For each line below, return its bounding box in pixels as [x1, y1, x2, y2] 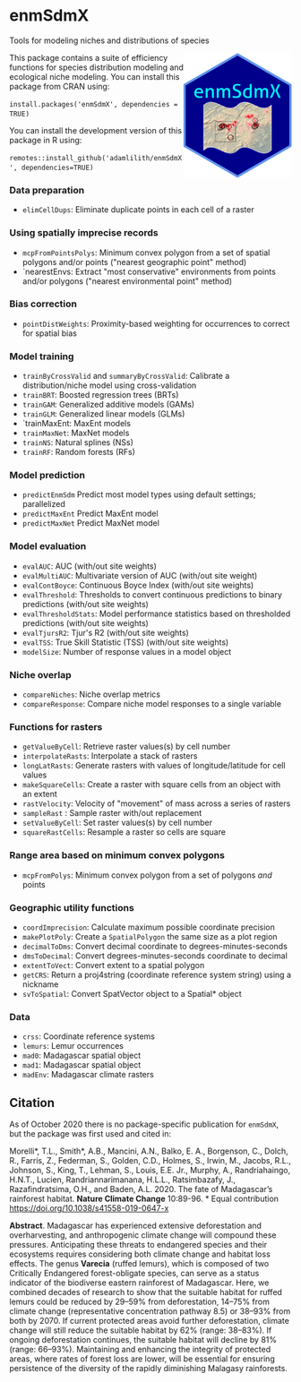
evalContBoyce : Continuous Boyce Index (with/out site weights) [21, 579, 254, 590]
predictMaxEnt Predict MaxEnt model [21, 508, 159, 519]
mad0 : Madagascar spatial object [21, 1050, 142, 1061]
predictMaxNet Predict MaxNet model [21, 518, 159, 528]
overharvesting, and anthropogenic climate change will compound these [9, 1230, 277, 1240]
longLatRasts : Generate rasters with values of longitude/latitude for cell [21, 760, 286, 771]
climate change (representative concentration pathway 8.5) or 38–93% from [9, 1306, 291, 1317]
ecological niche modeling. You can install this [9, 71, 180, 82]
